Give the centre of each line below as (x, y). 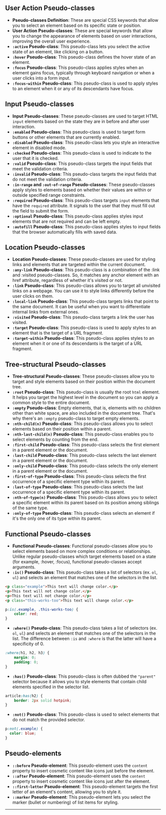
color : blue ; (23, 733)
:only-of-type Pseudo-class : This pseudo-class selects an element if (83, 513)
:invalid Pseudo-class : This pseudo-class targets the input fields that (84, 174)
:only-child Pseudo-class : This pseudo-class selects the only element (85, 466)
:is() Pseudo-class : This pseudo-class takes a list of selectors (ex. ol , (85, 572)
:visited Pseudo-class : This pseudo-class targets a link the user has (83, 317)
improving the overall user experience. (51, 41)
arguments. (24, 567)
